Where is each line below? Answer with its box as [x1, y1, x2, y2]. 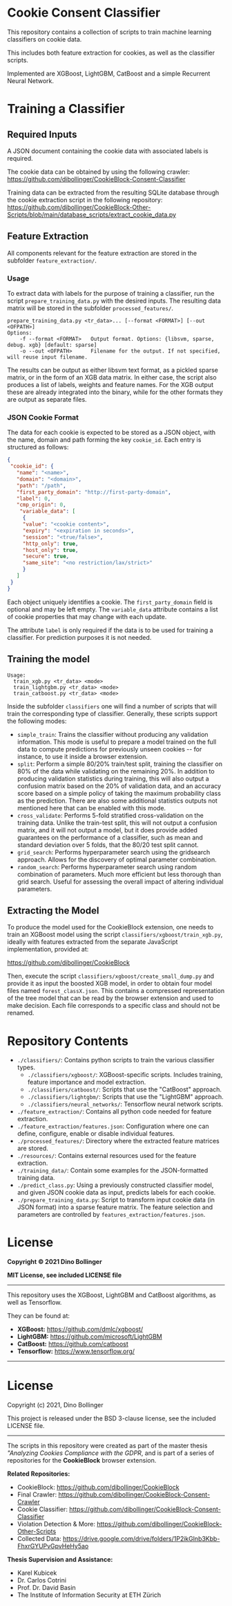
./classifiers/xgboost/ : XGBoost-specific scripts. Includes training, [27, 1071, 223, 1079]
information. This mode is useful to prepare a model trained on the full [17, 738, 217, 746]
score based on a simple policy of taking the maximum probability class [17, 789, 221, 797]
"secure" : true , [22, 553, 70, 560]
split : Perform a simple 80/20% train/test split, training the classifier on [17, 760, 223, 768]
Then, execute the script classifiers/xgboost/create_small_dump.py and [7, 972, 215, 981]
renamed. [7, 1009, 35, 1017]
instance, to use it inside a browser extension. [17, 752, 148, 760]
